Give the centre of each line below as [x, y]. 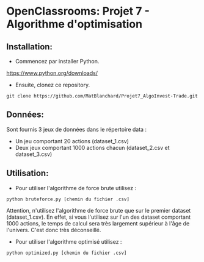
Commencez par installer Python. [57, 61]
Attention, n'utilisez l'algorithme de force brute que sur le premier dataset [99, 210]
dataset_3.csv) [34, 154]
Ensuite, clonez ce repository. [53, 85]
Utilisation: [27, 173]
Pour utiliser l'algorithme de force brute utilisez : [75, 188]
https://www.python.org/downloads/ [52, 73]
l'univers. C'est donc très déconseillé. [54, 230]
